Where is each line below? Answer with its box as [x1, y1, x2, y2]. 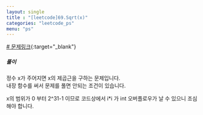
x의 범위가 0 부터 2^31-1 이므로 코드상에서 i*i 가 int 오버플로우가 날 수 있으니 [6, 95, 187, 102]
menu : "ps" [6, 25, 34, 32]
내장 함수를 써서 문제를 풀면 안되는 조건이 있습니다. [6, 82, 126, 90]
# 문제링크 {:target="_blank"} [6, 43, 77, 50]
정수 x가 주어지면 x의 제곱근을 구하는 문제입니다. [6, 74, 121, 82]
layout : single [6, 8, 45, 15]
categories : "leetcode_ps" [6, 20, 75, 26]
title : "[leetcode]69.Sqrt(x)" [6, 15, 88, 21]
